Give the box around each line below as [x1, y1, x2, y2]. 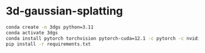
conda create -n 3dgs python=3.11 [6, 24, 94, 30]
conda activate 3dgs [6, 30, 59, 36]
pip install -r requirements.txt [6, 41, 91, 47]
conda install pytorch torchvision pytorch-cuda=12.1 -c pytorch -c [6, 35, 184, 42]
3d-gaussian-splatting [6, 4, 124, 18]
